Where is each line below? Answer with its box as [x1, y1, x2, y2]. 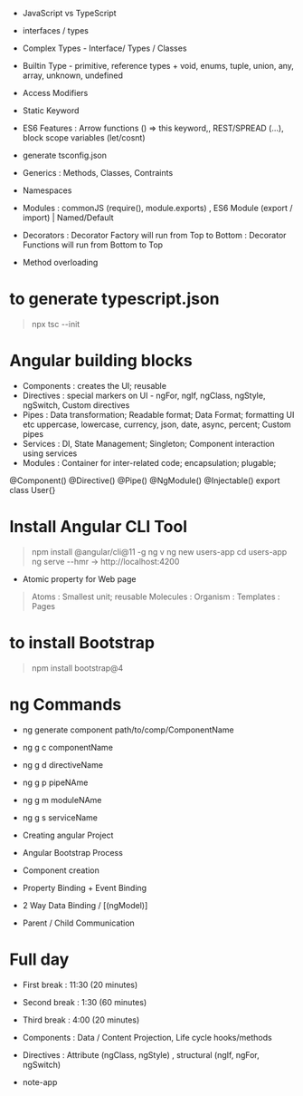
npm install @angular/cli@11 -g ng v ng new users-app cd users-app [31, 546, 288, 557]
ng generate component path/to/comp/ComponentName [22, 724, 234, 735]
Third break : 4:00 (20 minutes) [22, 1014, 140, 1025]
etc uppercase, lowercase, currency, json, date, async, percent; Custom [22, 419, 291, 430]
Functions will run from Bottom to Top [22, 239, 164, 250]
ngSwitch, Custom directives [22, 399, 130, 411]
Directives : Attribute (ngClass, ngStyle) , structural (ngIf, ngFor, [22, 1049, 260, 1060]
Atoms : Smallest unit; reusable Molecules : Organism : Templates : [31, 591, 280, 602]
